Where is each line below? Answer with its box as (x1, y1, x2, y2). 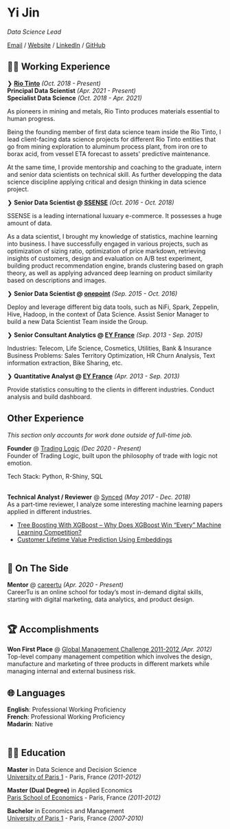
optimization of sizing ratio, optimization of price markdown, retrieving (7, 246, 206, 255)
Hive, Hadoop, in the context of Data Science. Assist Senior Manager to (7, 310, 209, 318)
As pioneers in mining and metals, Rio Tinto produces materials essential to (7, 107, 220, 115)
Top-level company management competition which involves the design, (7, 652, 213, 661)
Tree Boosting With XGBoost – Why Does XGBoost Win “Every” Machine (16, 521, 222, 529)
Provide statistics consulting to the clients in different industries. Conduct (7, 385, 215, 394)
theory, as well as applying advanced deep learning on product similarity (7, 268, 213, 277)
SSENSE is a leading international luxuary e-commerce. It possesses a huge (7, 211, 222, 219)
